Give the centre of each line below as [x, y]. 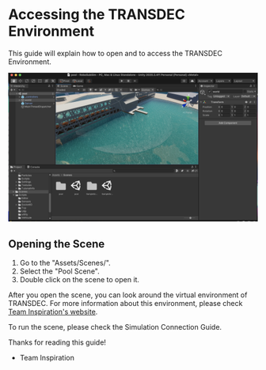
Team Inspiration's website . [53, 311]
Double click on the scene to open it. [80, 279]
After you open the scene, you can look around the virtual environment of [128, 295]
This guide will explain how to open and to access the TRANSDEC [116, 53]
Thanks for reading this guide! [57, 342]
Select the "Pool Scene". [60, 271]
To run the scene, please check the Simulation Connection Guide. [115, 327]
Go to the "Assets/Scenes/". [65, 262]
